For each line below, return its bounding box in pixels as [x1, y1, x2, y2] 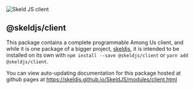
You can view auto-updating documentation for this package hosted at [6, 69, 181, 76]
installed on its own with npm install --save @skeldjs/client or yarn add [6, 51, 189, 59]
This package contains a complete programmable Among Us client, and [6, 39, 184, 46]
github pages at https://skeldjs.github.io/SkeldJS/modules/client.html [6, 75, 177, 83]
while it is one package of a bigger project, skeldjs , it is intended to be [6, 45, 180, 52]
